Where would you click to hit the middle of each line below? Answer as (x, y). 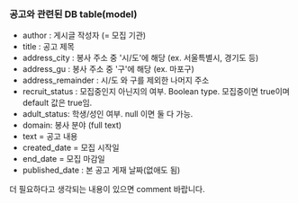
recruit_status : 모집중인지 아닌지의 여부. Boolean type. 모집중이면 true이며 (156, 92)
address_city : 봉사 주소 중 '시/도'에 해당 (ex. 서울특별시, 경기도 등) (140, 58)
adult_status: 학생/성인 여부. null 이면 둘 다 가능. (108, 114)
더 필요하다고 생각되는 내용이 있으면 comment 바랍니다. (107, 190)
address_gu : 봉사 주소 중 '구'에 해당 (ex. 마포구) (108, 69)
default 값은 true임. (57, 103)
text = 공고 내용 (50, 137)
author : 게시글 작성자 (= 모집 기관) (84, 35)
